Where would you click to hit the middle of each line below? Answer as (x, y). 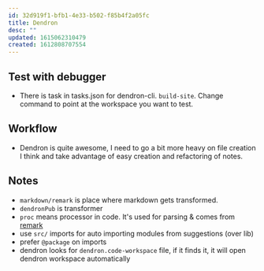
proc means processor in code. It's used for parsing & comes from (127, 217)
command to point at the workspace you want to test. (106, 104)
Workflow (33, 129)
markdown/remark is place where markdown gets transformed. (119, 200)
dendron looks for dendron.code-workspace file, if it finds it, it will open (133, 250)
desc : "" (22, 30)
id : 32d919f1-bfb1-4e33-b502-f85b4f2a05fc (79, 15)
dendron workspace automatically (75, 258)
